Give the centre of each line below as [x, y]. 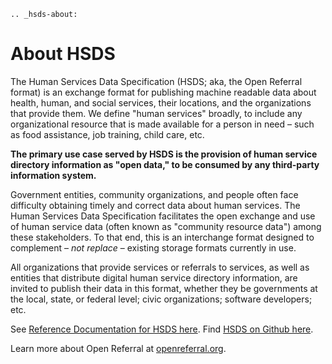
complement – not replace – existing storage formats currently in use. [153, 247]
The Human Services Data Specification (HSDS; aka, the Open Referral [156, 81]
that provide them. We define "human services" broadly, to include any [156, 113]
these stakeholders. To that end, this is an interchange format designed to [162, 237]
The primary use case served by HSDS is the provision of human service [164, 154]
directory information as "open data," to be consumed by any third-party [165, 164]
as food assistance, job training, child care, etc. [107, 134]
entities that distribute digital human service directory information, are [154, 277]
